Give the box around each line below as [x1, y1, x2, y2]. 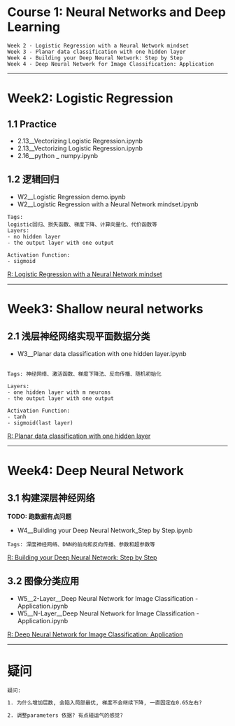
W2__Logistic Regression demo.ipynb [17, 192, 126, 201]
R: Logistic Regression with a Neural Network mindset [7, 270, 162, 278]
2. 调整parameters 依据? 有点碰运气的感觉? [7, 712, 124, 719]
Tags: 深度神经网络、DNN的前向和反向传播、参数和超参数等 [7, 541, 155, 548]
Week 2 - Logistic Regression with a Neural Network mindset [7, 42, 190, 49]
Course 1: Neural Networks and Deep [7, 4, 226, 20]
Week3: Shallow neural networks [7, 301, 204, 317]
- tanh [7, 413, 27, 420]
